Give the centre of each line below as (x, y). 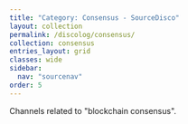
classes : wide (36, 60)
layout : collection (46, 26)
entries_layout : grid (50, 52)
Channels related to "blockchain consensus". (93, 110)
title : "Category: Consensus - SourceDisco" (94, 18)
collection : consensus (52, 43)
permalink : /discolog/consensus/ (72, 34)
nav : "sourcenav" (50, 77)
